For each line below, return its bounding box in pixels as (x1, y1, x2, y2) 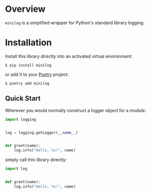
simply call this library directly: (5, 157, 67, 163)
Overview (5, 3, 46, 15)
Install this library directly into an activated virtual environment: (5, 53, 133, 59)
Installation (5, 37, 52, 48)
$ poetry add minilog (5, 81, 50, 86)
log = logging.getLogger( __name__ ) (5, 130, 78, 135)
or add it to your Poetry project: (5, 71, 69, 77)
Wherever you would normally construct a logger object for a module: (5, 107, 147, 113)
